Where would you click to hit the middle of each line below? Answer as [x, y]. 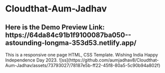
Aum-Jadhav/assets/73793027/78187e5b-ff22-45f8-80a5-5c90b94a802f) [83, 65]
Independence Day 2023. [31, 60]
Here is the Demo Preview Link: [55, 27]
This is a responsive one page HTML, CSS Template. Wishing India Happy [82, 55]
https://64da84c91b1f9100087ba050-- [68, 35]
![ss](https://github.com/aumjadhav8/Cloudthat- [109, 60]
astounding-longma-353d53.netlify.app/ [71, 43]
